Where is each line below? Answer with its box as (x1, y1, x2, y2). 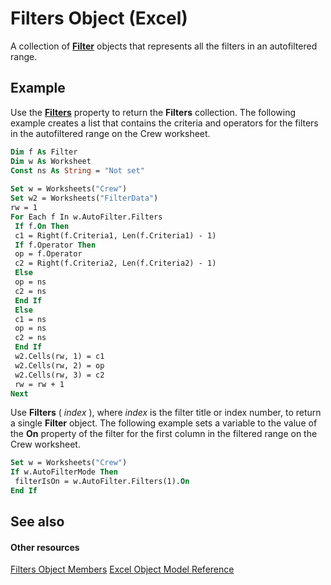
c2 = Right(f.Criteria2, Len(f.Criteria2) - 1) (14, 258, 217, 269)
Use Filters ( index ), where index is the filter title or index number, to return (10, 407, 322, 419)
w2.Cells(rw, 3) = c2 (14, 370, 105, 380)
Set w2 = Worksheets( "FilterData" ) (10, 193, 159, 204)
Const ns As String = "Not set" (10, 165, 145, 176)
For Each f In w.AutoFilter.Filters (10, 212, 163, 222)
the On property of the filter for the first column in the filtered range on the (10, 428, 318, 440)
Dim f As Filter (10, 147, 78, 157)
